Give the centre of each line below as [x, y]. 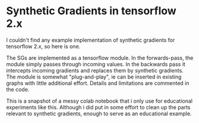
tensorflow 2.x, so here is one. [43, 46]
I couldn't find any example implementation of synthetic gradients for [91, 40]
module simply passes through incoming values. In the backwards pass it [96, 64]
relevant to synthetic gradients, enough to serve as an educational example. [99, 113]
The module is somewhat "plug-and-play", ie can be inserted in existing [94, 77]
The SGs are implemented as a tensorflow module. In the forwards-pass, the [100, 58]
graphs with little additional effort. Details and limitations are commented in [98, 83]
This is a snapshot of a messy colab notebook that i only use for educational [99, 101]
